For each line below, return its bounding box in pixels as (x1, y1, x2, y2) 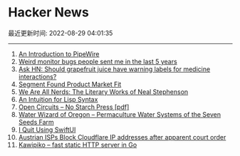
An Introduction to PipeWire (18, 49, 100, 58)
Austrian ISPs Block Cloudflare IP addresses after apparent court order (18, 132, 226, 141)
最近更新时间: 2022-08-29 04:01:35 (8, 28, 113, 37)
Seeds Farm (18, 118, 54, 126)
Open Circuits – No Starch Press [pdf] (18, 103, 130, 111)
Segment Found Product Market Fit (18, 80, 122, 88)
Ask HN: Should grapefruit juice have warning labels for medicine (18, 65, 211, 73)
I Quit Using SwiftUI (18, 125, 76, 134)
